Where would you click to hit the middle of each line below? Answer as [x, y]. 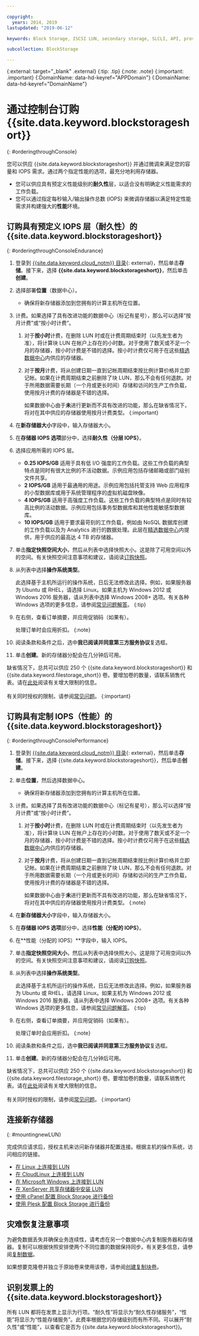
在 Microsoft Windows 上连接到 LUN [59, 1181]
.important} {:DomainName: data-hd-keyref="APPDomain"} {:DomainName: [99, 78]
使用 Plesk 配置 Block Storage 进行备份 [63, 1204]
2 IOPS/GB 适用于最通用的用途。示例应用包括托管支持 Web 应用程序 [107, 485]
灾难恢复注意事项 [38, 1224]
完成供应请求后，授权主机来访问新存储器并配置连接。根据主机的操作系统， [97, 1147]
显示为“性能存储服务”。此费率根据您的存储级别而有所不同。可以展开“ [103, 1319]
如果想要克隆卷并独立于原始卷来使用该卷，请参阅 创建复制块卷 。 [84, 1267]
